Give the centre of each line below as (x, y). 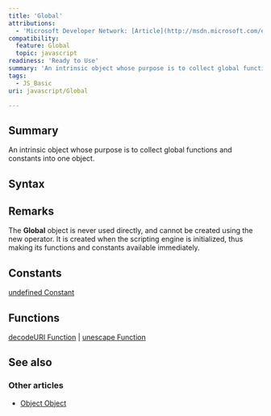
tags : (17, 76)
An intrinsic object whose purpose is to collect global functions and (120, 150)
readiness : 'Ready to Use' (54, 61)
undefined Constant (42, 293)
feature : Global (43, 46)
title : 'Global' (35, 16)
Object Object (43, 403)
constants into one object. (52, 159)
